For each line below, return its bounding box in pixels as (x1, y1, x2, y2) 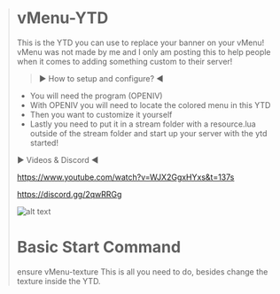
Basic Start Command (16, 237, 182, 258)
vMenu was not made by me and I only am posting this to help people (16, 46, 271, 57)
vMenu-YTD (16, 8, 109, 28)
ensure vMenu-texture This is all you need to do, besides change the (16, 266, 268, 277)
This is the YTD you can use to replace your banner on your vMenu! (16, 37, 265, 48)
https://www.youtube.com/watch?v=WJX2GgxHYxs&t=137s (16, 172, 235, 182)
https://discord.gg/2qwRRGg (16, 189, 122, 199)
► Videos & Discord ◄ (16, 154, 99, 165)
